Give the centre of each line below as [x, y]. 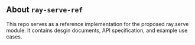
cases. [14, 36]
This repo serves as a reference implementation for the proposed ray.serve [97, 24]
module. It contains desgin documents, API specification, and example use [97, 30]
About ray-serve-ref [45, 10]
